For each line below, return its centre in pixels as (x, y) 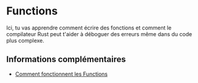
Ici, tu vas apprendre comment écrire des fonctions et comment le (89, 28)
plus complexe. (25, 40)
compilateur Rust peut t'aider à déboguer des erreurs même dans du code (99, 34)
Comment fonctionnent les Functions (61, 74)
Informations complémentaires (66, 59)
